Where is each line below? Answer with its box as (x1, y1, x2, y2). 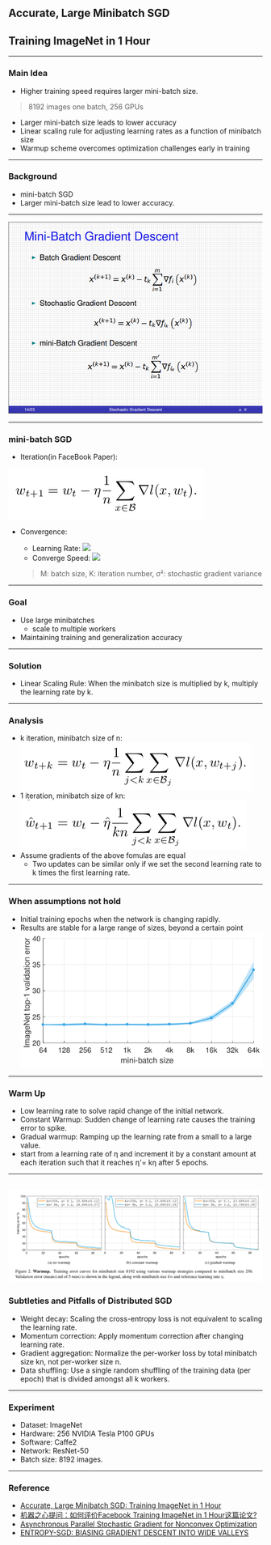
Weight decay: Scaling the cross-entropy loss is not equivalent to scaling (19, 1314, 263, 1323)
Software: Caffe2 (19, 1437, 77, 1447)
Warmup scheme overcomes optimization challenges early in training (19, 143, 250, 153)
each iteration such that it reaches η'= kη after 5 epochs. (19, 1157, 209, 1168)
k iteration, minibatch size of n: (19, 733, 123, 743)
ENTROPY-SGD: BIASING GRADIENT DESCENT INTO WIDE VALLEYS (19, 1528, 249, 1538)
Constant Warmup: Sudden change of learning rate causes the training (19, 1114, 256, 1124)
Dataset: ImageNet (19, 1420, 83, 1429)
